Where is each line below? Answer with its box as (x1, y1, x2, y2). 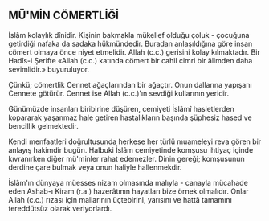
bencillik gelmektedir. (8, 121, 79, 130)
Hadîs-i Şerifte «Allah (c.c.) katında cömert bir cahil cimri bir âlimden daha (8, 55, 253, 65)
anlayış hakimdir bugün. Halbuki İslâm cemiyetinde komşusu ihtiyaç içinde (8, 145, 254, 154)
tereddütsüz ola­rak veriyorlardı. (8, 203, 112, 213)
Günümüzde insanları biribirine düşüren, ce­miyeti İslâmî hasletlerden (8, 104, 234, 113)
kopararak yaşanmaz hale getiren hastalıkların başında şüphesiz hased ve (8, 113, 252, 122)
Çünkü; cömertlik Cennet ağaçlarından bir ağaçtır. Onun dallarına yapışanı (8, 80, 252, 89)
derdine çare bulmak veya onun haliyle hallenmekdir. (8, 162, 182, 172)
